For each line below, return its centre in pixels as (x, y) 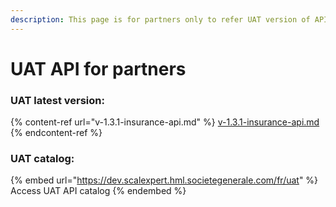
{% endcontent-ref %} (56, 133)
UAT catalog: (42, 159)
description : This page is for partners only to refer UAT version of (160, 19)
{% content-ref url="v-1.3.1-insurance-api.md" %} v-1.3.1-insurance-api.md (165, 122)
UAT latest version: (57, 100)
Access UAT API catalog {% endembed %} (98, 191)
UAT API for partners (98, 68)
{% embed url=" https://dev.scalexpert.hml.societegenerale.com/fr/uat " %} (164, 180)
